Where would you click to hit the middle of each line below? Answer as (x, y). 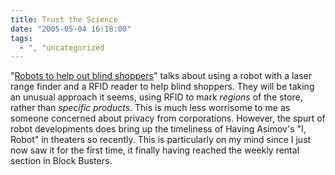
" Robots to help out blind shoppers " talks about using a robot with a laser (161, 76)
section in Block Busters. (61, 161)
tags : (21, 38)
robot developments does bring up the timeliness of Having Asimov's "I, (158, 129)
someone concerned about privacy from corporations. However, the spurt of (168, 118)
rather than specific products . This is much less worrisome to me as (150, 108)
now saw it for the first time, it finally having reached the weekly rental (155, 150)
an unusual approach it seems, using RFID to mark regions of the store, (156, 97)
